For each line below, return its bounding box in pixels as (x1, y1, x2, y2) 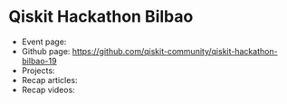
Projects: (21, 65, 55, 76)
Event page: (21, 36, 67, 47)
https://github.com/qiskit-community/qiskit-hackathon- (72, 45, 278, 56)
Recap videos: (21, 84, 76, 95)
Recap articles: (21, 74, 78, 85)
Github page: (21, 45, 71, 56)
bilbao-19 (21, 55, 57, 66)
